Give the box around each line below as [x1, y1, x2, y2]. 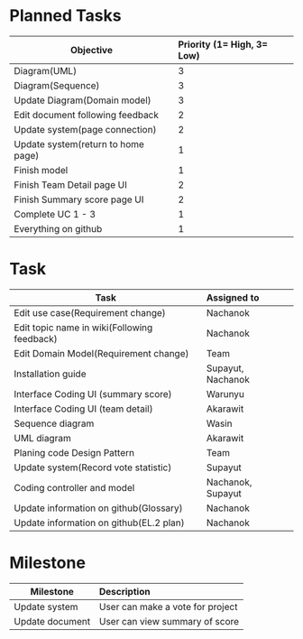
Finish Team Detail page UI [14, 178, 128, 190]
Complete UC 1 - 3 [14, 208, 96, 220]
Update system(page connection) [14, 123, 157, 135]
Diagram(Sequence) [14, 79, 100, 91]
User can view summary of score [98, 615, 240, 627]
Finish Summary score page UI [14, 193, 144, 206]
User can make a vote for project [98, 600, 238, 613]
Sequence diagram [14, 417, 95, 430]
